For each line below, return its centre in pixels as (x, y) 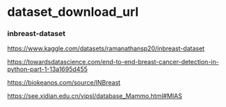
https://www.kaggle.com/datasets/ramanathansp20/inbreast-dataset (106, 48)
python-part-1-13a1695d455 (48, 69)
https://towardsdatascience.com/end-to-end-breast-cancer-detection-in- (113, 62)
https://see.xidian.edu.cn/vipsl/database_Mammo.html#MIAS (95, 96)
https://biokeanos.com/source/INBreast (64, 83)
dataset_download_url (73, 12)
